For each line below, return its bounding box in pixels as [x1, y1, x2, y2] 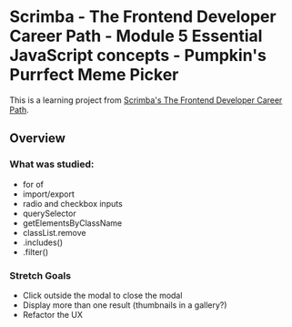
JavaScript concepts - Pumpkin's [9, 46, 267, 66]
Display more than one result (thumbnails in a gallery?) [22, 299, 227, 311]
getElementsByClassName [22, 217, 123, 229]
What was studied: [9, 158, 95, 170]
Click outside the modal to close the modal [22, 290, 183, 301]
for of [22, 179, 44, 189]
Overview [9, 130, 66, 147]
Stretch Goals [9, 269, 71, 281]
